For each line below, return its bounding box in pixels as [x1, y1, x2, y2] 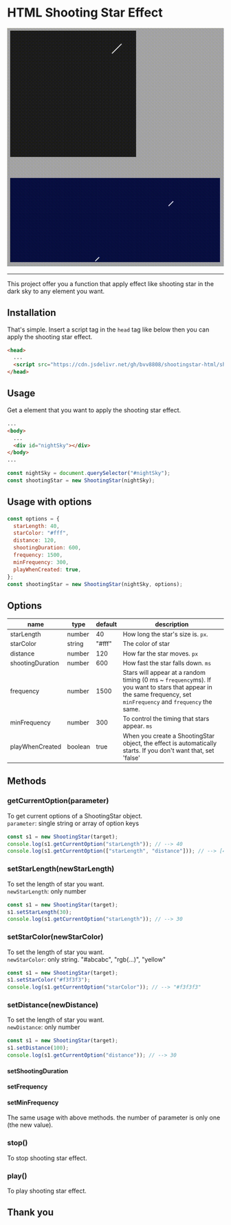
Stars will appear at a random [122, 669, 206, 677]
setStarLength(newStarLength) [7, 864, 115, 873]
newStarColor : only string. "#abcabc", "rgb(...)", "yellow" [7, 955, 166, 963]
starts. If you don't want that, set [122, 746, 214, 754]
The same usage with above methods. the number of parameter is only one [7, 1113, 221, 1122]
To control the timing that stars [122, 715, 210, 723]
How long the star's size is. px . [122, 630, 208, 638]
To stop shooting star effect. [7, 1153, 87, 1162]
